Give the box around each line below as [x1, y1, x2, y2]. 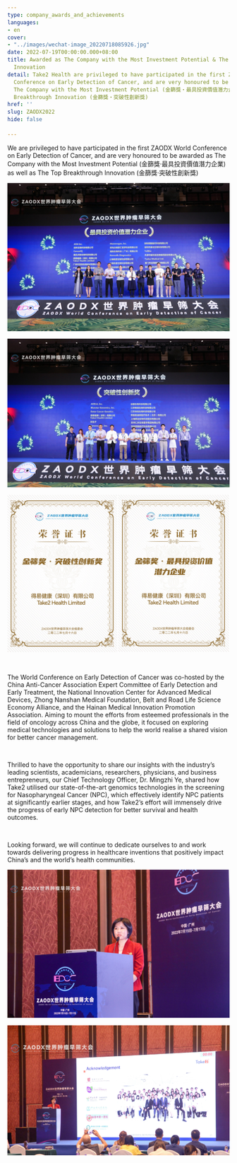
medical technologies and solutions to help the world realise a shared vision [7, 726, 228, 734]
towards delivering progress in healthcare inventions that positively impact [7, 848, 224, 857]
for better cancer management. [7, 733, 99, 742]
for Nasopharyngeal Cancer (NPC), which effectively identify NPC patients [7, 791, 224, 799]
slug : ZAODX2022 [7, 108, 55, 116]
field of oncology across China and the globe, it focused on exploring [7, 718, 209, 727]
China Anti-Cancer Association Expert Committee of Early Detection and [7, 681, 218, 689]
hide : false [7, 116, 42, 123]
